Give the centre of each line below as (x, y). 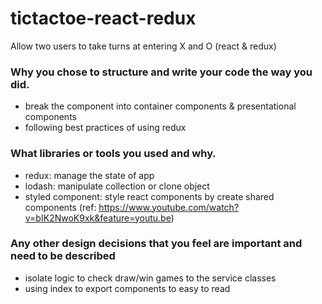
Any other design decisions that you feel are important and (156, 244)
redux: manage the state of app (89, 175)
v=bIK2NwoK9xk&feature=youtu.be (98, 218)
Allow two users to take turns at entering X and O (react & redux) (143, 46)
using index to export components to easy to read (127, 288)
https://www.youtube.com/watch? (169, 207)
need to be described (63, 256)
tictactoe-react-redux (103, 18)
